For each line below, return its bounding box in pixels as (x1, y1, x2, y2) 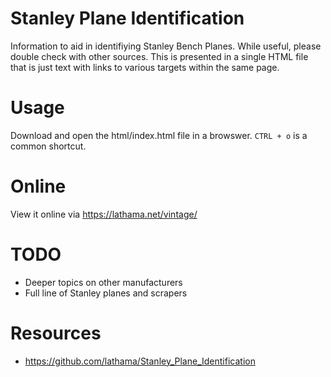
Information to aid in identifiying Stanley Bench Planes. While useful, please (10, 40, 322, 52)
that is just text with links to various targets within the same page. (10, 61, 280, 73)
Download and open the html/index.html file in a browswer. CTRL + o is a (10, 129, 308, 141)
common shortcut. (10, 140, 87, 152)
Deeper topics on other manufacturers (24, 276, 183, 288)
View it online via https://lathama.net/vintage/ (10, 208, 198, 220)
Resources (10, 322, 102, 344)
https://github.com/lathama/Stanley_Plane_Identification (24, 355, 256, 367)
